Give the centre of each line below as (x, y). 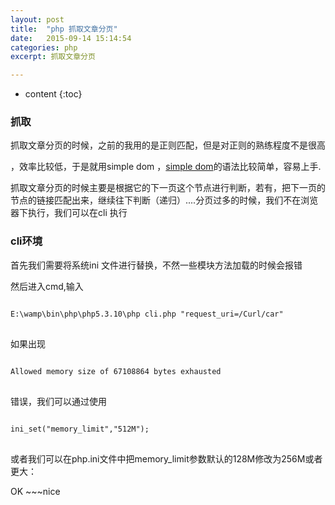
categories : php (44, 47)
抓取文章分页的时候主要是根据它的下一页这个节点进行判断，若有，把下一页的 (168, 188)
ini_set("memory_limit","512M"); (80, 429)
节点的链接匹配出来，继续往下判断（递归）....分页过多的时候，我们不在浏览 (164, 200)
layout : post (37, 19)
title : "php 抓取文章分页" (64, 29)
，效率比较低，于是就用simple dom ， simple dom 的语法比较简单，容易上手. (166, 167)
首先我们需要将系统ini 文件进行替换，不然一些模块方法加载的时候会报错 (156, 265)
